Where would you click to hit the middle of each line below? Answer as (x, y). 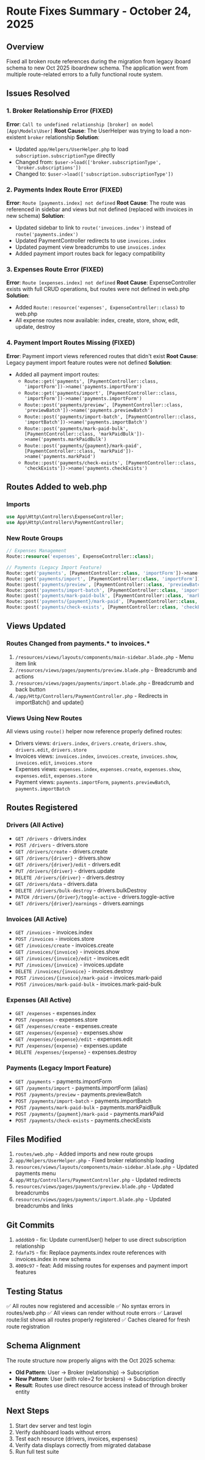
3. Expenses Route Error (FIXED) (55, 269)
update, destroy (35, 327)
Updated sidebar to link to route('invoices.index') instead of (93, 228)
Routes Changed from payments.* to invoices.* (78, 644)
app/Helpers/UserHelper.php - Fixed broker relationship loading (95, 1160)
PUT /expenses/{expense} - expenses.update (71, 1046)
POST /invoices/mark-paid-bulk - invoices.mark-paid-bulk (88, 984)
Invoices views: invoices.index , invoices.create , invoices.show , (96, 756)
